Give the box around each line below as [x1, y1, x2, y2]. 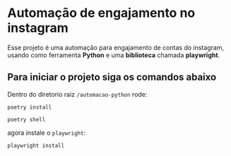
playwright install [7, 142, 65, 149]
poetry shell [7, 116, 46, 123]
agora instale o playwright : [7, 128, 86, 137]
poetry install [7, 104, 52, 111]
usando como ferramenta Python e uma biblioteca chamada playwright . [7, 51, 220, 59]
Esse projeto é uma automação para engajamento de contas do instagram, [7, 43, 225, 52]
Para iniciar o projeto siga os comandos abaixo [7, 71, 217, 83]
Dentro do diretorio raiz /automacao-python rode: [7, 90, 148, 98]
